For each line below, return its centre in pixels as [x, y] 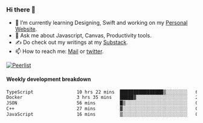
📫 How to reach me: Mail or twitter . [59, 51]
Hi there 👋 [21, 10]
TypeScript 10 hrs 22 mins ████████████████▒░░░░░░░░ [97, 92]
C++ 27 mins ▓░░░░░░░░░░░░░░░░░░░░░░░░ [97, 109]
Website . [26, 29]
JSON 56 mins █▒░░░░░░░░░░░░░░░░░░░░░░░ [97, 103]
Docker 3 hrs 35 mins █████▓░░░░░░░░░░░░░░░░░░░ [97, 98]
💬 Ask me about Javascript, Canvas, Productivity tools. [83, 36]
